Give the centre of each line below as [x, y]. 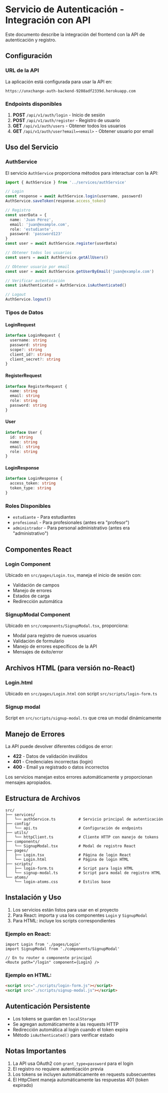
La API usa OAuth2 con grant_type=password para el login [73, 1063]
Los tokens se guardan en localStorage [54, 1018]
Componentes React [39, 550]
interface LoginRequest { [33, 336]
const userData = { [26, 215]
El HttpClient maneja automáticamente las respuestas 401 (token [81, 1080]
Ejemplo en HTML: [29, 975]
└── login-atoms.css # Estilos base [63, 882]
